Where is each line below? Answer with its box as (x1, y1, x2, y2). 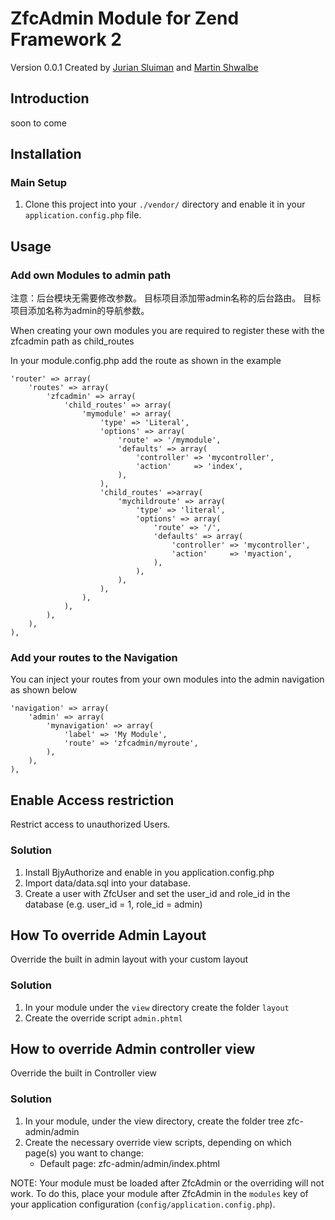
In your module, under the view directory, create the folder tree (24, 1115, 285, 1127)
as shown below (10, 684, 78, 696)
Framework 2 (10, 28, 122, 51)
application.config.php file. (24, 209, 142, 221)
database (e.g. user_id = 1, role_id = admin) (24, 898, 203, 910)
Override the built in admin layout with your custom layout (10, 953, 249, 966)
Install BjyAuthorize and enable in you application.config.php (24, 866, 275, 878)
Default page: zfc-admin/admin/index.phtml (39, 1157, 220, 1169)
